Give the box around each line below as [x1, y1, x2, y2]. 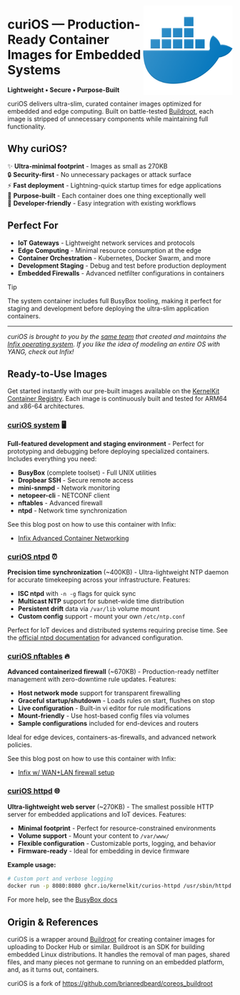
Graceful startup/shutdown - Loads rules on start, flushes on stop [17, 697, 216, 705]
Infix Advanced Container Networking [17, 534, 129, 542]
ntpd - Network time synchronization [17, 506, 127, 515]
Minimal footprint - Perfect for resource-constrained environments [17, 824, 216, 832]
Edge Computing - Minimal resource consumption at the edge [17, 246, 201, 255]
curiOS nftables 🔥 [7, 651, 70, 661]
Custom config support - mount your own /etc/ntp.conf [17, 612, 186, 620]
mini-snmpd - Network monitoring [17, 483, 120, 492]
